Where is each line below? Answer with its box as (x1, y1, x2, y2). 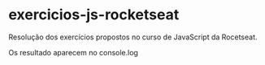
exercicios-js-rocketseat (8, 6, 180, 24)
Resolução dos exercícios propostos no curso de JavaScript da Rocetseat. (8, 32, 258, 42)
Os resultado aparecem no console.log (8, 47, 138, 57)
